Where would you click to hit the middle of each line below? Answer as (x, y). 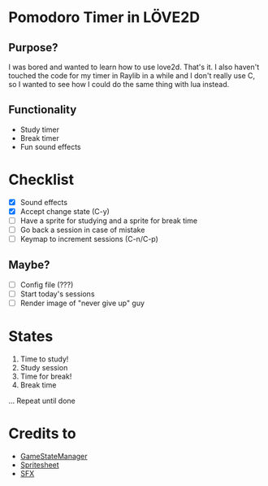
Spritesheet (39, 465)
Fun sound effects (50, 147)
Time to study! (44, 359)
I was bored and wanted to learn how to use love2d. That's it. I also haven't (134, 67)
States (31, 337)
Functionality (43, 110)
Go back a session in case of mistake (82, 230)
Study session (44, 368)
